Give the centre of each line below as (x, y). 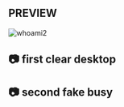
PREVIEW (33, 13)
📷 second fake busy (61, 92)
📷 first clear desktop (62, 60)
